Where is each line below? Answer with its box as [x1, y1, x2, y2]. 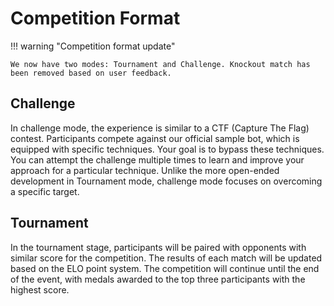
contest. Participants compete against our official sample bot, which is [10, 132, 300, 144]
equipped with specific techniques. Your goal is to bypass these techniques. [10, 143, 325, 155]
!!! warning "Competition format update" [10, 40, 176, 52]
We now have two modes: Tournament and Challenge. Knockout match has [10, 59, 311, 69]
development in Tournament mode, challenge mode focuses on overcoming [10, 175, 323, 187]
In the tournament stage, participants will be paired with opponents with [10, 241, 307, 253]
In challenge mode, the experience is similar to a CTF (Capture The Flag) [10, 122, 310, 134]
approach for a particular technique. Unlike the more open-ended [10, 164, 280, 176]
